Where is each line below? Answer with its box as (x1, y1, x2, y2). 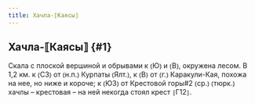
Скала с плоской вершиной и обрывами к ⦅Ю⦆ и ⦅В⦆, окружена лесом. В (8, 61, 248, 70)
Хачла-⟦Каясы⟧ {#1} (8, 41, 112, 54)
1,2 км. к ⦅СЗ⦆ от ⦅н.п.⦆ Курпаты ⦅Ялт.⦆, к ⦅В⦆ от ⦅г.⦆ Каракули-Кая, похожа (8, 70, 247, 79)
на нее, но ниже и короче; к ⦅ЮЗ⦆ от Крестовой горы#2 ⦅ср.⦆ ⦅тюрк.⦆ (8, 79, 235, 88)
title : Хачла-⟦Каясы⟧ (8, 11, 79, 20)
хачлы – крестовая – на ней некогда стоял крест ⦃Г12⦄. (8, 88, 192, 97)
